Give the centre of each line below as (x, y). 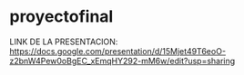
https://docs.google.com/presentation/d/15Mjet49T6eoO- (117, 51)
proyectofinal (61, 17)
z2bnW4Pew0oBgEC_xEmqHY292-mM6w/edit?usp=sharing (122, 61)
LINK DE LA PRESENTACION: (64, 42)
